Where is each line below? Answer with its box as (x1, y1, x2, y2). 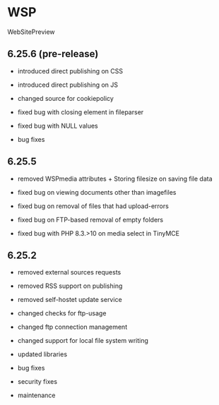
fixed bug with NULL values (17, 121, 99, 130)
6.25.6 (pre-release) (7, 48, 99, 60)
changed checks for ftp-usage (17, 309, 107, 318)
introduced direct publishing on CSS (17, 66, 124, 75)
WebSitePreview (7, 28, 55, 36)
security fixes (17, 377, 58, 386)
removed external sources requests (17, 268, 122, 277)
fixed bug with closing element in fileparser (17, 107, 144, 116)
